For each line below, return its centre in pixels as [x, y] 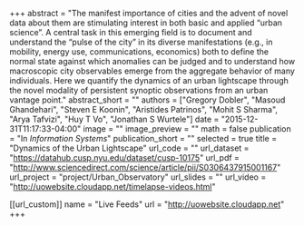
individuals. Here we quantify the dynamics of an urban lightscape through [149, 80]
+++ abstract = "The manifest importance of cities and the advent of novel [149, 13]
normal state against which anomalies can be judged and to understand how [152, 61]
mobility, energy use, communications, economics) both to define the [139, 52]
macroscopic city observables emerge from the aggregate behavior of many [152, 71]
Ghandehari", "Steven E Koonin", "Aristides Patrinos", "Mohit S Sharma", [144, 109]
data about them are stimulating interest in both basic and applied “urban [146, 23]
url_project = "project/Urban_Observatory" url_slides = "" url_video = [138, 177]
